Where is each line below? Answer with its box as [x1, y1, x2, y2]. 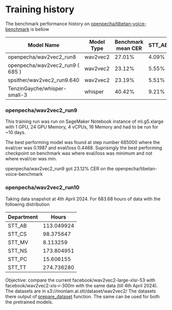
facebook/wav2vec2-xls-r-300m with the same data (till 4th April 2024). [5, 282, 158, 288]
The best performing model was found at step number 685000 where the [5, 139, 160, 145]
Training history [5, 4, 75, 15]
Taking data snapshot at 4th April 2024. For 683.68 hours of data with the [5, 195, 161, 202]
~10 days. [5, 130, 26, 136]
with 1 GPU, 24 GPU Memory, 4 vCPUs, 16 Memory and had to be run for [5, 124, 159, 130]
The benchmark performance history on [5, 21, 90, 27]
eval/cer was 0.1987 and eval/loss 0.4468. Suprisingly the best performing [5, 145, 162, 151]
